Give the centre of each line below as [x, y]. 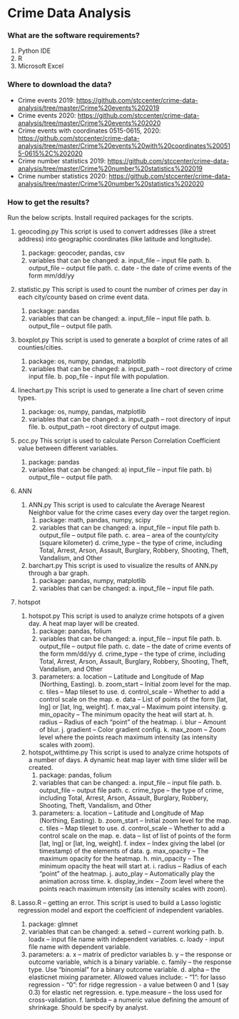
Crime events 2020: [47, 115]
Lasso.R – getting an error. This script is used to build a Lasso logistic [119, 903]
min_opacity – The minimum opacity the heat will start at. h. [126, 714]
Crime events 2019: [46, 100]
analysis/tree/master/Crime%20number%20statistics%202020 [111, 183]
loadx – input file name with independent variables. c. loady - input [126, 939]
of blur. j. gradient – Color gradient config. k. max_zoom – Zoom [132, 730]
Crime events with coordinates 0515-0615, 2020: [89, 131]
